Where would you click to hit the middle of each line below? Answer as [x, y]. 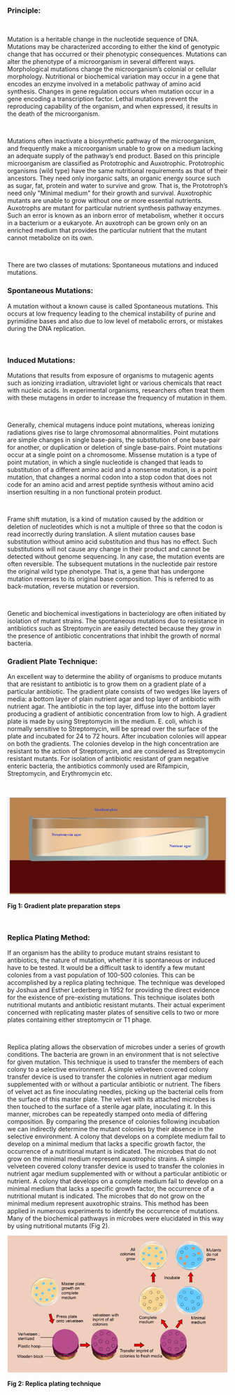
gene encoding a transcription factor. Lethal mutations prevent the [103, 99]
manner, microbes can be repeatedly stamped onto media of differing [107, 1114]
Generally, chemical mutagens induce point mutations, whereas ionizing [111, 425]
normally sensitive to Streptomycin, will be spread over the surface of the [113, 729]
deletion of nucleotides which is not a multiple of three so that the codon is [115, 526]
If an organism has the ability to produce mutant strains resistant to [104, 953]
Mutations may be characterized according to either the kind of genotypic [114, 47]
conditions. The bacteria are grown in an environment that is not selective [113, 1055]
